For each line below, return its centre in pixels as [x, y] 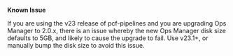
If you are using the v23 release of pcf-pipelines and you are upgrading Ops [117, 23]
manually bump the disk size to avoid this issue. [76, 45]
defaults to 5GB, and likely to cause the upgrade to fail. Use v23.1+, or [108, 38]
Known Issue [27, 10]
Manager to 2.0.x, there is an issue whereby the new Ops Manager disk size [116, 31]
